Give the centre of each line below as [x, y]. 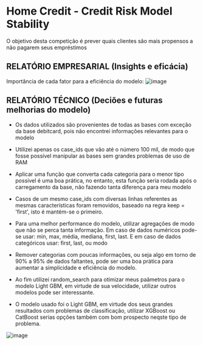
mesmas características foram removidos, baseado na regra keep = [100, 205]
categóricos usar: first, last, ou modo [61, 243]
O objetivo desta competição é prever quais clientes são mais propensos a [100, 41]
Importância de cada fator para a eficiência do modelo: [75, 81]
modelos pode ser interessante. [55, 292]
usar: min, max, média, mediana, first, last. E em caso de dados [102, 236]
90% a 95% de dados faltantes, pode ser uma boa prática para [94, 261]
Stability [28, 24]
